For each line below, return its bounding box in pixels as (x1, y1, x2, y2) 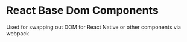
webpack (6, 29, 30, 37)
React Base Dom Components (6, 4, 159, 17)
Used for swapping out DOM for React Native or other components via (6, 23, 181, 31)
